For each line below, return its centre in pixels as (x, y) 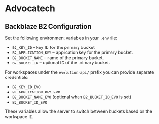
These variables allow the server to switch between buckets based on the (79, 111)
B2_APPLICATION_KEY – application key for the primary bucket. (72, 52)
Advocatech (30, 8)
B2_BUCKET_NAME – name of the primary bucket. (58, 58)
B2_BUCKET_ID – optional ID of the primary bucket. (61, 63)
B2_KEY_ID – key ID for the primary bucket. (54, 47)
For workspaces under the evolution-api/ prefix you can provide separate (79, 72)
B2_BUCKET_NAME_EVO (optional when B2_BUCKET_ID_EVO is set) (72, 97)
